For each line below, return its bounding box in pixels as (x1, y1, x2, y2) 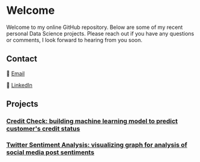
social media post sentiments (6, 148, 95, 157)
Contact (6, 54, 37, 64)
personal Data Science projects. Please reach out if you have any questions (6, 30, 195, 37)
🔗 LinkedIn (6, 81, 33, 89)
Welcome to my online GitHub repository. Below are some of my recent (6, 23, 183, 31)
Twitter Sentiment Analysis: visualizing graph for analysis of (6, 140, 187, 149)
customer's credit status (6, 125, 80, 133)
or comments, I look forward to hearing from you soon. (6, 36, 143, 43)
